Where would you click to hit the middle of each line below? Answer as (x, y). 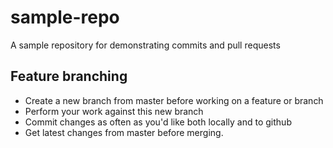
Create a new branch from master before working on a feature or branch (174, 100)
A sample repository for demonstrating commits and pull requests (145, 45)
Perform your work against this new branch (114, 111)
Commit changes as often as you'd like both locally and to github (158, 122)
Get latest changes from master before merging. (124, 132)
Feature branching (69, 76)
